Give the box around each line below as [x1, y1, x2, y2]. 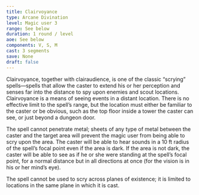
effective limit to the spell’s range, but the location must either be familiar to [6, 101, 192, 108]
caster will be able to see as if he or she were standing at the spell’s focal [6, 151, 187, 158]
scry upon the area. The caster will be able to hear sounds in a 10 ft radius [6, 138, 189, 145]
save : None [6, 53, 34, 59]
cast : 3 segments [6, 48, 50, 54]
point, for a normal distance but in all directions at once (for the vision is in [6, 157, 190, 164]
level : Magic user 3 [6, 20, 58, 26]
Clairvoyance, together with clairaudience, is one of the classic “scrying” [6, 76, 186, 83]
